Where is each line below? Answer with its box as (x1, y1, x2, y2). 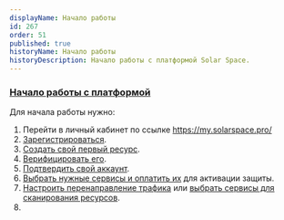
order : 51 (9, 30, 47, 39)
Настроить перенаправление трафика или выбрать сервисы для (22, 183, 275, 194)
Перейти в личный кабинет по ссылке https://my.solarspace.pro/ (22, 124, 272, 135)
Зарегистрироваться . (22, 134, 107, 145)
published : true (9, 38, 71, 48)
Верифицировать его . (22, 153, 107, 164)
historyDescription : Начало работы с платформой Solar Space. (9, 56, 250, 65)
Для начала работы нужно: (9, 107, 116, 118)
